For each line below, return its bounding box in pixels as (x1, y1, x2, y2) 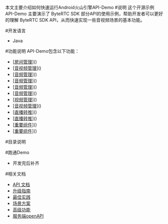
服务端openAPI (12, 213, 44, 219)
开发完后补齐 (12, 160, 39, 166)
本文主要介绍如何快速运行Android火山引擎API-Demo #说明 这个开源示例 (5, 5, 155, 10)
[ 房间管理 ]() (12, 59, 37, 64)
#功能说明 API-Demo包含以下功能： (5, 48, 80, 54)
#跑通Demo (5, 150, 29, 155)
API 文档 (12, 182, 30, 187)
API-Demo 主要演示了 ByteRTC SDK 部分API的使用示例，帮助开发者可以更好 (5, 11, 163, 17)
